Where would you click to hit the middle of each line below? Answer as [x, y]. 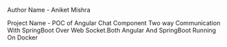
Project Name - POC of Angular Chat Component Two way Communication [114, 23]
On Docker [22, 37]
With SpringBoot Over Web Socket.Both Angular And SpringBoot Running [112, 30]
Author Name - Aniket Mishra [49, 10]
